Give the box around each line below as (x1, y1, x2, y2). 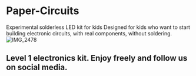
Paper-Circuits (6, 4, 79, 18)
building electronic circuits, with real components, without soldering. (6, 29, 172, 37)
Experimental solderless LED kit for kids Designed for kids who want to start (6, 24, 190, 31)
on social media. (6, 62, 68, 72)
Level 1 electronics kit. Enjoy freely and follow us (6, 53, 188, 63)
